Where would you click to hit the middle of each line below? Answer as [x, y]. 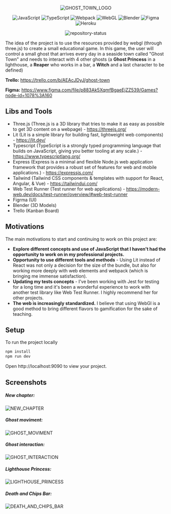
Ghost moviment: [24, 420]
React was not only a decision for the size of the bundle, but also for [84, 265]
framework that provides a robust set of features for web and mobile [85, 167]
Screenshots [26, 382]
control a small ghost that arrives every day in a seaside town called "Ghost [85, 54]
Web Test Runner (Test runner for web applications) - [69, 189]
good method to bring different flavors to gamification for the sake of [85, 309]
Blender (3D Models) [35, 205]
